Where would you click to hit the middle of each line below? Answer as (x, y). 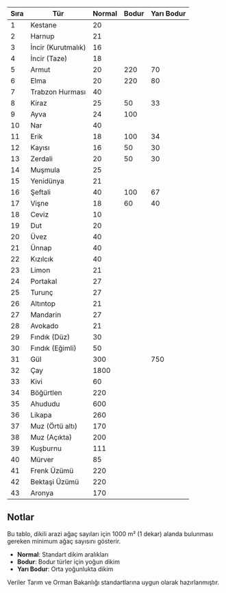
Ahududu (45, 404)
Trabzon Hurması (58, 92)
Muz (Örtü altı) (54, 426)
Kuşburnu (46, 448)
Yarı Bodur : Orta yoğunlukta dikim (65, 569)
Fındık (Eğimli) (53, 348)
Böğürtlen (46, 392)
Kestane (43, 25)
